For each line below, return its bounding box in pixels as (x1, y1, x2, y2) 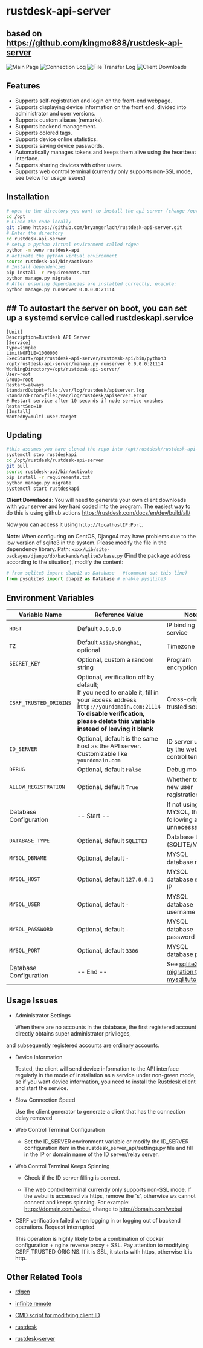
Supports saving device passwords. (14, 142, 105, 149)
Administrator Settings (14, 1011, 71, 1019)
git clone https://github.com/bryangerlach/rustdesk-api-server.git (6, 225, 182, 231)
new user (166, 782, 193, 791)
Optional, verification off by (77, 673, 155, 681)
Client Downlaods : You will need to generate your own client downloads (6, 497, 187, 504)
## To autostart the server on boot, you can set (6, 303, 187, 314)
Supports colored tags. (14, 129, 72, 136)
